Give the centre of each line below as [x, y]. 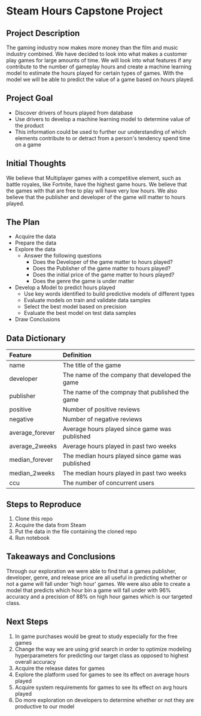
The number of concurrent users [108, 483]
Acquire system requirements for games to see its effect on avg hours [101, 687]
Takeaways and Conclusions [61, 557]
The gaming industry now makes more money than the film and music [92, 47]
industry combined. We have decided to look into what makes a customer [97, 54]
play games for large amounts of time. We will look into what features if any [99, 60]
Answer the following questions [63, 255]
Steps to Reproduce [44, 504]
